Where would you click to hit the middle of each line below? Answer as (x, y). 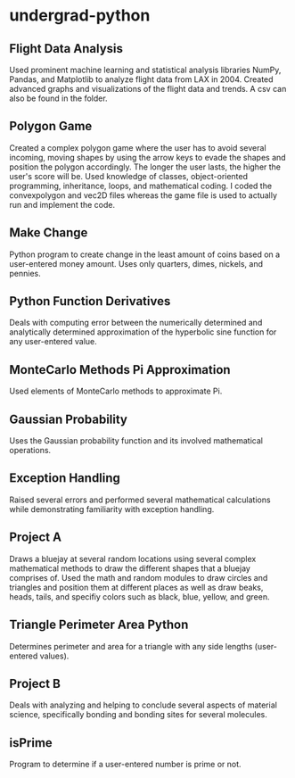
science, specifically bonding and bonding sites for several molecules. (138, 715)
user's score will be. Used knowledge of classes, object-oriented (128, 176)
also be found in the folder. (59, 98)
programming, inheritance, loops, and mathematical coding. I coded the (141, 186)
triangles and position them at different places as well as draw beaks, (136, 587)
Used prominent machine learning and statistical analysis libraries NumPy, (145, 70)
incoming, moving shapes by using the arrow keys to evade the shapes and (148, 157)
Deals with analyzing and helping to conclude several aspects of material (143, 705)
